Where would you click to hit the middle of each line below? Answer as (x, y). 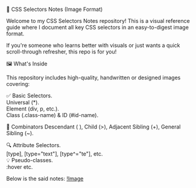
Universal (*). (23, 102)
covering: (18, 84)
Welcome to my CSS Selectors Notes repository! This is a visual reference (98, 21)
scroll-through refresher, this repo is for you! (62, 52)
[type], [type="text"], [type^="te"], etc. (55, 154)
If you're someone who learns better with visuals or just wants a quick (93, 45)
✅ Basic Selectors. (29, 96)
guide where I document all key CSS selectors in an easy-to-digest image (97, 27)
